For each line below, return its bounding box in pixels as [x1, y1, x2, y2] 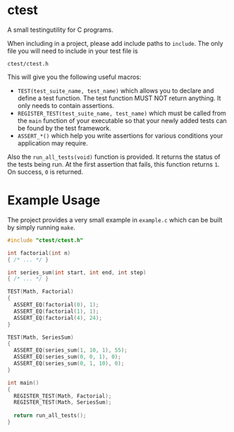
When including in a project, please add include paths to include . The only [7, 39, 223, 47]
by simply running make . [7, 223, 75, 232]
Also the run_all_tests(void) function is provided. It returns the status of [7, 152, 221, 161]
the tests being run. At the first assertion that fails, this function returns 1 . [7, 160, 220, 168]
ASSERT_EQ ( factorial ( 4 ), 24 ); [13, 314, 102, 321]
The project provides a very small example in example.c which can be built [7, 215, 223, 224]
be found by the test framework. [17, 124, 111, 132]
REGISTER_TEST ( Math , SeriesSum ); [13, 399, 112, 406]
